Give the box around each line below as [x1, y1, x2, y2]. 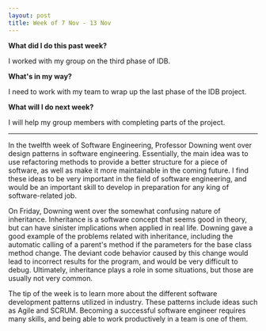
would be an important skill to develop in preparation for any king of [8, 182, 230, 192]
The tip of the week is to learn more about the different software [8, 288, 218, 298]
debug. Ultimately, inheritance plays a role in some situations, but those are [8, 264, 254, 274]
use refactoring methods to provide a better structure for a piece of [8, 157, 228, 166]
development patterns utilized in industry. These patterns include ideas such [8, 297, 258, 306]
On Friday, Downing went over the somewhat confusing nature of [8, 206, 221, 215]
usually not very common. [8, 273, 93, 283]
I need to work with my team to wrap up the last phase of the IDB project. [8, 86, 247, 96]
